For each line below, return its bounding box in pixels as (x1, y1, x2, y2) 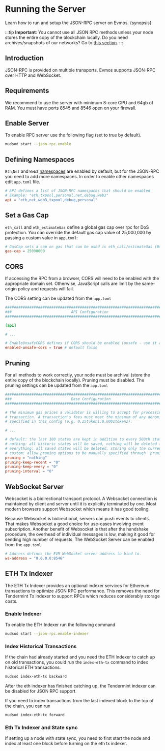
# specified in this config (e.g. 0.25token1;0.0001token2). (5, 419, 133, 424)
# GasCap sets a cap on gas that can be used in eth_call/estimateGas (5, 244, 153, 249)
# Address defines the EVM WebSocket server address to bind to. (5, 551, 141, 556)
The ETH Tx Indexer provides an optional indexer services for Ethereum (5, 582, 150, 589)
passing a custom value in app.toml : (5, 235, 78, 241)
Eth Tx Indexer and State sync (5, 724, 78, 731)
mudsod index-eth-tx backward (5, 674, 67, 679)
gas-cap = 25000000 (5, 249, 45, 254)
